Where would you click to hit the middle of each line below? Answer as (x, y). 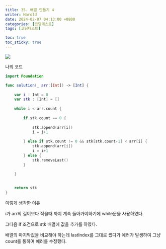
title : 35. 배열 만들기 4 (30, 10)
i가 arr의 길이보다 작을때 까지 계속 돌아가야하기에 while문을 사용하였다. (74, 213)
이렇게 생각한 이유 (23, 203)
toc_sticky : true (23, 43)
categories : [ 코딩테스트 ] (30, 24)
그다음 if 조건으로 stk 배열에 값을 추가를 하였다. (51, 224)
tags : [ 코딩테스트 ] (23, 29)
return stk (26, 188)
